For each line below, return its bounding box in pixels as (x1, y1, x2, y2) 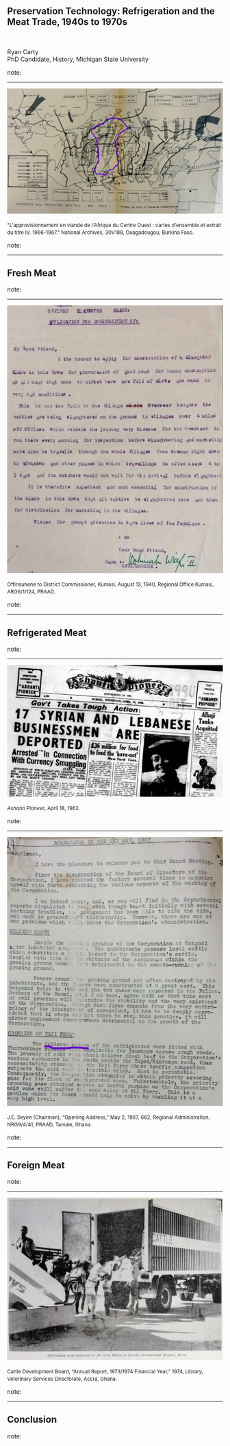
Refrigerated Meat (7, 627, 87, 639)
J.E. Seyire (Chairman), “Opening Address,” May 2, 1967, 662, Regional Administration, (7, 1114, 210, 1121)
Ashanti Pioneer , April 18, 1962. (7, 805, 81, 811)
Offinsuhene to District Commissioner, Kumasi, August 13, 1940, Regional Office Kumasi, (7, 581, 214, 589)
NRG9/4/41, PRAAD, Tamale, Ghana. (7, 1121, 92, 1128)
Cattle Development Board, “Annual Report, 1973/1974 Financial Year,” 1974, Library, (7, 1368, 203, 1375)
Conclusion (7, 1414, 57, 1425)
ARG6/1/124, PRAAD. (7, 589, 56, 595)
